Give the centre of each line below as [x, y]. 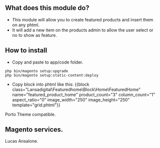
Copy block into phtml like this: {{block [51, 84]
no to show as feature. [34, 35]
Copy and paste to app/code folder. [48, 62]
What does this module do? [47, 8]
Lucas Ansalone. [22, 141]
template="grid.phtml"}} [36, 105]
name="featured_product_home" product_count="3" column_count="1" [83, 95]
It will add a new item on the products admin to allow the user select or [83, 30]
